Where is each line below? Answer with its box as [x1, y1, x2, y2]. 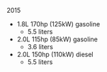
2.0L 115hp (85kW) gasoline [16, 35, 98, 43]
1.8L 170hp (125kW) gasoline [16, 20, 101, 28]
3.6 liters [27, 43, 54, 51]
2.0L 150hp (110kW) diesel [16, 50, 94, 58]
